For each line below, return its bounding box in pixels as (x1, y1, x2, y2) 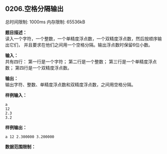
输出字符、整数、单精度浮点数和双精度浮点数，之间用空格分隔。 (5, 81, 136, 87)
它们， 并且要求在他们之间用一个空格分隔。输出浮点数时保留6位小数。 (9, 42, 153, 48)
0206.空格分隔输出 (5, 4, 64, 13)
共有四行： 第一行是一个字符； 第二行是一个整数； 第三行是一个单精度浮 (5, 59, 153, 65)
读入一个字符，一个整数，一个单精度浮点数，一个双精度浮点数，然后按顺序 (5, 35, 158, 41)
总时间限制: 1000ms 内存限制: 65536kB (5, 19, 85, 25)
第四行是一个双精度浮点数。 (14, 65, 72, 71)
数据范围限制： (5, 144, 36, 150)
